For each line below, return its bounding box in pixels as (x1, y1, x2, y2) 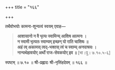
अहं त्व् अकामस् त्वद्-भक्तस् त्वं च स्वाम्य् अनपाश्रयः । (17, 44, 97, 50)
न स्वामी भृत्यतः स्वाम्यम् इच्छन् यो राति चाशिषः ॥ (17, 39, 88, 45)
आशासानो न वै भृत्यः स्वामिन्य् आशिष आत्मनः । (17, 33, 87, 39)
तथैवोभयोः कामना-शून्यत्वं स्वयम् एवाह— (5, 23, 66, 29)
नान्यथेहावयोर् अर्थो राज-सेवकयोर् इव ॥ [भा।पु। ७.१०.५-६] (17, 50, 111, 55)
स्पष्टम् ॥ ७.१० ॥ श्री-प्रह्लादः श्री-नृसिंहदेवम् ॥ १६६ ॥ (5, 60, 87, 65)
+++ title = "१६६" (5, 4, 39, 10)
